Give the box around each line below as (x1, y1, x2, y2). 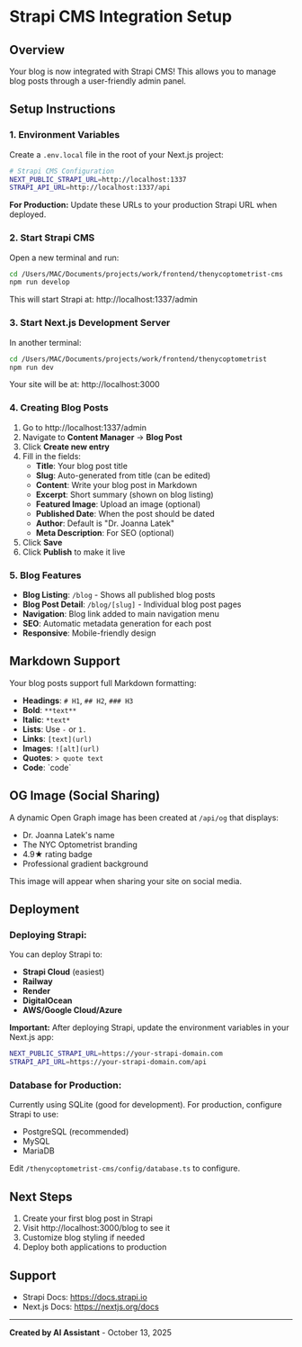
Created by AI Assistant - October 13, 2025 (9, 1326, 173, 1338)
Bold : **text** (22, 704, 77, 715)
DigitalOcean (22, 995, 73, 1006)
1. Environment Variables (9, 129, 120, 141)
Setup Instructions (9, 102, 116, 117)
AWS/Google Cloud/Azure (22, 1005, 123, 1016)
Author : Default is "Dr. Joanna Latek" (35, 518, 175, 529)
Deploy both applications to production (22, 1242, 167, 1252)
